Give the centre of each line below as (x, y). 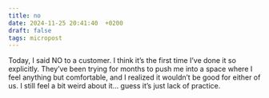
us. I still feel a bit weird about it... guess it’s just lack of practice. (114, 86)
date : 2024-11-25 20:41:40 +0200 (66, 23)
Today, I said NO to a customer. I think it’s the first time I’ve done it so (122, 61)
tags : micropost (35, 38)
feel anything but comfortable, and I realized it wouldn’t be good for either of (134, 77)
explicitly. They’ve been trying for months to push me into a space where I (130, 69)
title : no (25, 16)
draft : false (30, 30)
